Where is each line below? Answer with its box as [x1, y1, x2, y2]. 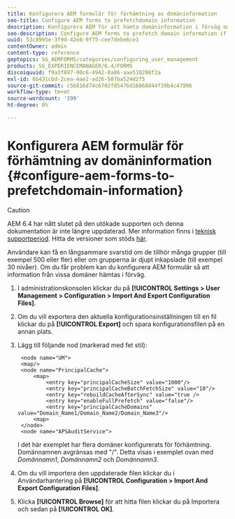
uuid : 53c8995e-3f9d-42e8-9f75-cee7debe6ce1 [7, 36, 139, 43]
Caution [7, 205, 30, 214]
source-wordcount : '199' [7, 95, 80, 102]
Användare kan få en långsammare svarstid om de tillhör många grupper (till [7, 248, 227, 256]
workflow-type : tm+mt [7, 88, 71, 95]
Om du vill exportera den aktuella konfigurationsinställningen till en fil [17, 312, 217, 321]
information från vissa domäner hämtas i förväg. [7, 270, 146, 278]
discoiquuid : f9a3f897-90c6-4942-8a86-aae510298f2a [7, 69, 161, 76]
